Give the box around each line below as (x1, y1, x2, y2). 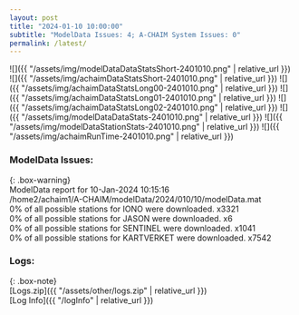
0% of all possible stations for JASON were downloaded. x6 (9, 212, 233, 223)
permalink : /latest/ (9, 38, 88, 48)
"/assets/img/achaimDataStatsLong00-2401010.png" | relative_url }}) (21, 83, 278, 94)
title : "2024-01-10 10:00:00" (9, 22, 124, 31)
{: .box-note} (9, 275, 57, 286)
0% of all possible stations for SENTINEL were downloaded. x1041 (9, 222, 256, 233)
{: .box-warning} (9, 174, 71, 185)
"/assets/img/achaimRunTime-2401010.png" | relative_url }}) (9, 131, 234, 142)
